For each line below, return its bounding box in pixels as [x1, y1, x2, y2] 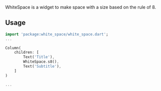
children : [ [14, 50, 39, 55]
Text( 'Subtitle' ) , [23, 64, 61, 69]
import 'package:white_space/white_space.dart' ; [5, 32, 108, 37]
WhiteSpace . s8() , [23, 59, 59, 64]
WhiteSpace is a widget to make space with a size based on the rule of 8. [5, 4, 156, 10]
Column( [5, 45, 21, 50]
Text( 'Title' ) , [23, 55, 55, 60]
